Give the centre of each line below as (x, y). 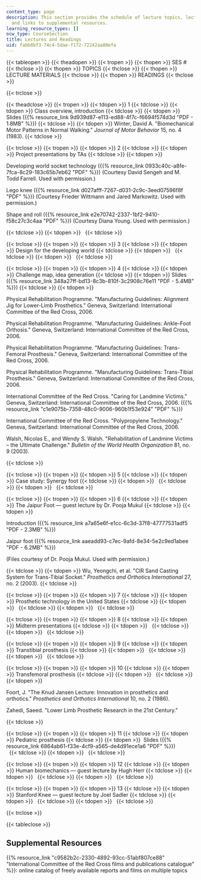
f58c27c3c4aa (24, 221)
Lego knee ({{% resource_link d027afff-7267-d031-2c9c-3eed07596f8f (95, 190)
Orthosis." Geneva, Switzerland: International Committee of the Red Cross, (98, 329)
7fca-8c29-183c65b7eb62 (39, 172)
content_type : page (31, 12)
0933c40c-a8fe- (166, 166)
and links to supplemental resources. (60, 23)
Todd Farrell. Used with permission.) (51, 178)
